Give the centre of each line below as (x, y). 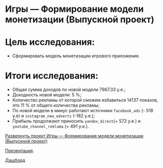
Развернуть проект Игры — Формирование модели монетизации (74, 136)
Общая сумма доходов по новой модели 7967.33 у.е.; (69, 89)
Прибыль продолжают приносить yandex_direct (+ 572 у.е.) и (76, 121)
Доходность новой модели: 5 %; (47, 95)
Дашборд (15, 160)
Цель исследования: (50, 42)
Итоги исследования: (52, 76)
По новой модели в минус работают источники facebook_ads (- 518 (83, 111)
